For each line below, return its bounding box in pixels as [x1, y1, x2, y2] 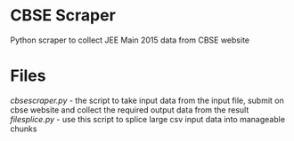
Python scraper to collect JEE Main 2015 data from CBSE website [10, 35, 250, 45]
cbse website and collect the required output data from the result [10, 104, 249, 115]
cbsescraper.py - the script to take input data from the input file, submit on [10, 95, 284, 106]
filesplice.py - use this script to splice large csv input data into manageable [10, 114, 286, 124]
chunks [10, 123, 37, 134]
